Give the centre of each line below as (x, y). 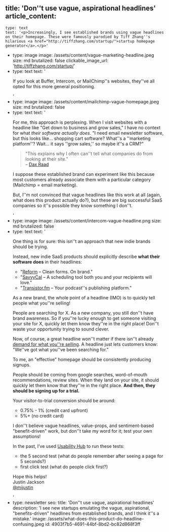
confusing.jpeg (28, 524)
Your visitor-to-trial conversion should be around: (64, 400)
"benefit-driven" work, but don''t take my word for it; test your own (82, 431)
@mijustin (23, 487)
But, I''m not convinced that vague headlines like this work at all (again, (87, 195)
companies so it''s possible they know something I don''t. (73, 205)
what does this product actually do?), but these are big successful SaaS (88, 200)
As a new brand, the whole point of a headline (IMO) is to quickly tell (84, 297)
